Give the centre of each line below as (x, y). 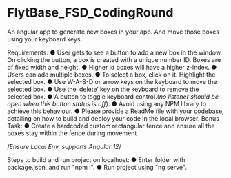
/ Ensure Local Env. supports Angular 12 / (64, 146)
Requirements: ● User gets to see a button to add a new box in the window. (115, 52)
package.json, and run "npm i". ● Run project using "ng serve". (97, 167)
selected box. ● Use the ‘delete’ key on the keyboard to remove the (103, 89)
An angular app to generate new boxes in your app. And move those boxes (113, 32)
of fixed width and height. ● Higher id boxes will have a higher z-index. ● (112, 67)
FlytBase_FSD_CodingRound (90, 13)
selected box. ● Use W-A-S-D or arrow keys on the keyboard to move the (112, 81)
